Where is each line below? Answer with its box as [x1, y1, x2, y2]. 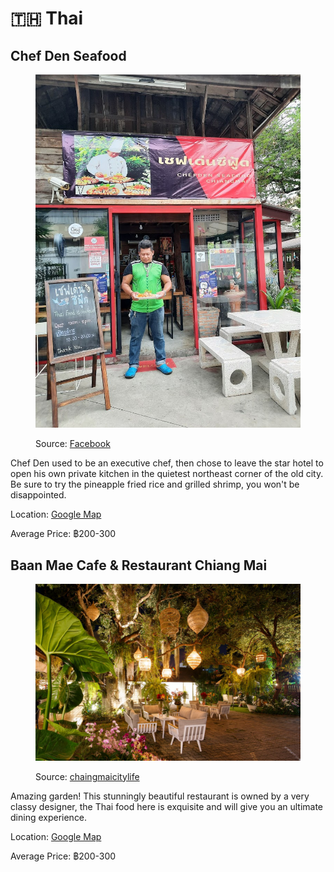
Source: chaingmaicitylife [35, 770, 140, 782]
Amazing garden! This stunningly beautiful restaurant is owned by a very [10, 790, 310, 802]
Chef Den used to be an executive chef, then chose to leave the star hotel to [10, 457, 324, 469]
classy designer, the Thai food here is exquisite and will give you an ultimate [10, 800, 324, 812]
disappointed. [10, 489, 67, 501]
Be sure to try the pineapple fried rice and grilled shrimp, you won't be [10, 478, 300, 491]
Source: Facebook [35, 438, 111, 450]
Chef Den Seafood [10, 47, 127, 64]
